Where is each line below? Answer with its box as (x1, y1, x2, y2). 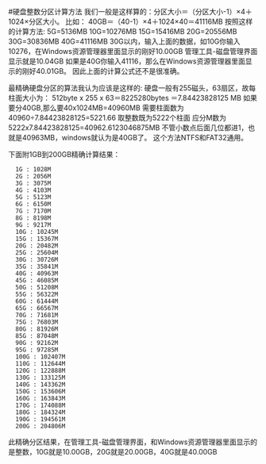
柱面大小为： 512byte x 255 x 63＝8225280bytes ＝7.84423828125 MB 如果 (8, 94, 258, 102)
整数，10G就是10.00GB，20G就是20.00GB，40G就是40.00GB (14, 447, 218, 456)
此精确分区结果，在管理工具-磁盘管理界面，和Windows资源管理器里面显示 (8, 437, 251, 447)
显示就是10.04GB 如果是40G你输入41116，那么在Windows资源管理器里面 (8, 56, 246, 66)
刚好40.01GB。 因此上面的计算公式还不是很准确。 (21, 67, 184, 75)
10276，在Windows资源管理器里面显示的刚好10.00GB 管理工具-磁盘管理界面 (8, 47, 258, 56)
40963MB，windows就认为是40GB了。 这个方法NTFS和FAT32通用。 (21, 133, 249, 142)
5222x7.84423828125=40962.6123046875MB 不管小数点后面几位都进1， (8, 123, 249, 132)
